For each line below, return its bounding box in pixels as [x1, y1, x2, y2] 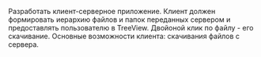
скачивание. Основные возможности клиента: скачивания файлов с [8, 31, 240, 41]
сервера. [8, 40, 40, 49]
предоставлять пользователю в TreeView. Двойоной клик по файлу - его [8, 23, 254, 32]
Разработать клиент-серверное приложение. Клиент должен [8, 7, 216, 16]
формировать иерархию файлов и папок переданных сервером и [8, 15, 231, 24]
